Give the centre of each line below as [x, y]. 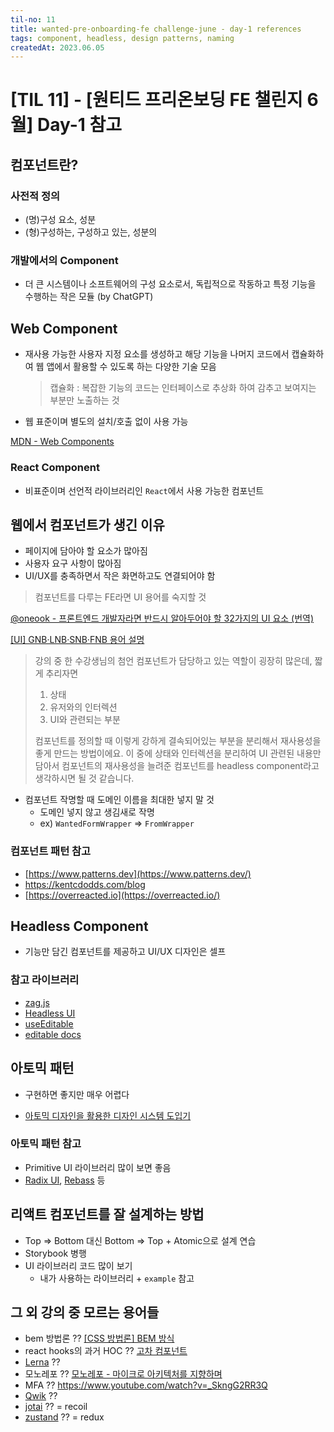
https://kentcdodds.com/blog [85, 884]
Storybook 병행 [55, 1253]
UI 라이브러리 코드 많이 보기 [78, 1265]
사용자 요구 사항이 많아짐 [73, 563]
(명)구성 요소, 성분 [60, 220]
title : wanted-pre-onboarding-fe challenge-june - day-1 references [156, 29]
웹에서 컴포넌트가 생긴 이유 [87, 524]
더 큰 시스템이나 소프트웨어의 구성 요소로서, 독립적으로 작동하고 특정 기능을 [170, 284]
